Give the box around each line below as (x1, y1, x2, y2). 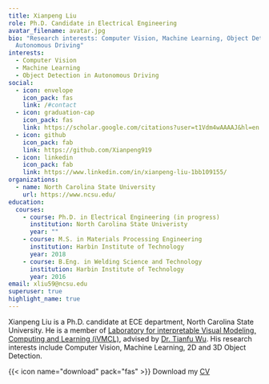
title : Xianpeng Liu (8, 11, 78, 20)
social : (8, 79, 34, 87)
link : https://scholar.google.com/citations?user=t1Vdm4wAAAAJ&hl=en (22, 123, 260, 131)
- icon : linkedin (15, 153, 74, 161)
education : (8, 198, 45, 206)
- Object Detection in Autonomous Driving (15, 71, 159, 79)
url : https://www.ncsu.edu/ (22, 190, 116, 199)
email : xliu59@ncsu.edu (8, 280, 88, 289)
